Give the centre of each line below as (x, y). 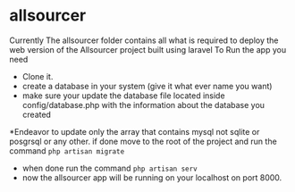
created (37, 114)
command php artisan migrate (67, 150)
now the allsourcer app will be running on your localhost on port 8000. (152, 177)
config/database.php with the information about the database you (143, 104)
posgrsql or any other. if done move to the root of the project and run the (143, 141)
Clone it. (38, 76)
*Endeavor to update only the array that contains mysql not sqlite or (135, 131)
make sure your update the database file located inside (123, 96)
